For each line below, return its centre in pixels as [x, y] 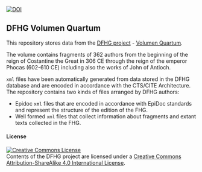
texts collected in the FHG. [48, 123]
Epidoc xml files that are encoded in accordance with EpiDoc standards [103, 103]
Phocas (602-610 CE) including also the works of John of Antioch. [88, 67]
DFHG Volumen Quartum [54, 28]
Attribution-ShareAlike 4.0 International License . [66, 163]
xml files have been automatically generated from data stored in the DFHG [98, 79]
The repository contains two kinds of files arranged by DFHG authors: [93, 92]
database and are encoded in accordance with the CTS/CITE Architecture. [99, 85]
